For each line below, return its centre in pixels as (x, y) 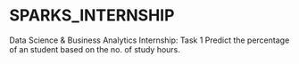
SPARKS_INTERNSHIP (92, 16)
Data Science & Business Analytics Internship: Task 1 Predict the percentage (149, 40)
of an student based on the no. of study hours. (95, 49)
